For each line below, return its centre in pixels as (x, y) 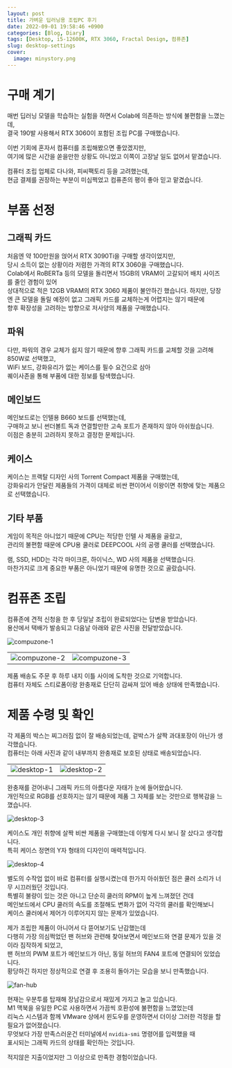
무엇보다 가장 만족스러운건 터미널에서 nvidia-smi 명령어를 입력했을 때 (101, 1033)
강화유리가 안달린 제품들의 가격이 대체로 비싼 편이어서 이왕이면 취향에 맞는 (107, 486)
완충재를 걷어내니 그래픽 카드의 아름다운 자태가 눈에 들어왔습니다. (95, 787)
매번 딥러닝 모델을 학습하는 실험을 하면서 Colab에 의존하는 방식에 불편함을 (107, 116)
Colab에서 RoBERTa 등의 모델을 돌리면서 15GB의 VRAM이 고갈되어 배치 (105, 273)
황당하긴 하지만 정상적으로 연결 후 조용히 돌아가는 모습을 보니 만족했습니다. (108, 971)
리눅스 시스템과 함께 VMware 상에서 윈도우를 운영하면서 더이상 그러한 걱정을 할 (114, 1016)
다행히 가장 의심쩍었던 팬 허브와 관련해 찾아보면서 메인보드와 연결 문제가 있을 (111, 936)
